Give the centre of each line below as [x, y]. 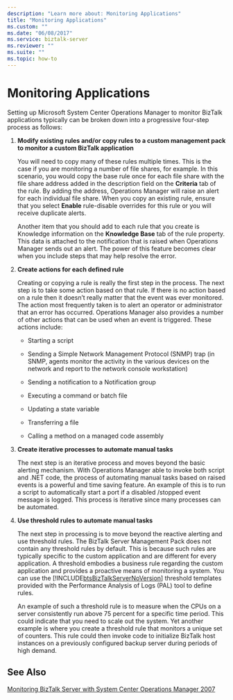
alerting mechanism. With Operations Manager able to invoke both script [121, 470]
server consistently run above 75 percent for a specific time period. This [120, 613]
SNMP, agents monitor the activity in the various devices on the [118, 361]
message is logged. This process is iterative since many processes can [119, 500]
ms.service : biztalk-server [48, 40]
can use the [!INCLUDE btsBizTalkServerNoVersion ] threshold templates [119, 578]
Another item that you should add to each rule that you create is [108, 226]
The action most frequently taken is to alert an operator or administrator [120, 305]
